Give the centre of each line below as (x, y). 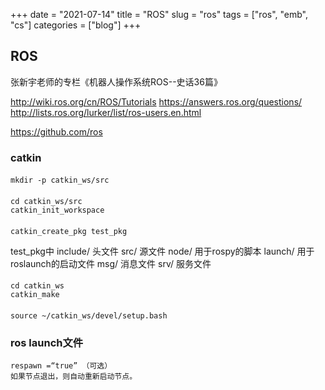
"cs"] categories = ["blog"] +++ (76, 25)
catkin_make (35, 295)
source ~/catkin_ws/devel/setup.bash (89, 315)
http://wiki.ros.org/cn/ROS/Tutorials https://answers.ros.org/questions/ (156, 101)
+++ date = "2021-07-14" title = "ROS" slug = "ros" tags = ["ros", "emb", (159, 14)
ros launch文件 (47, 342)
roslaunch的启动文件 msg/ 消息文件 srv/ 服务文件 (111, 263)
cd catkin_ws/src (46, 201)
